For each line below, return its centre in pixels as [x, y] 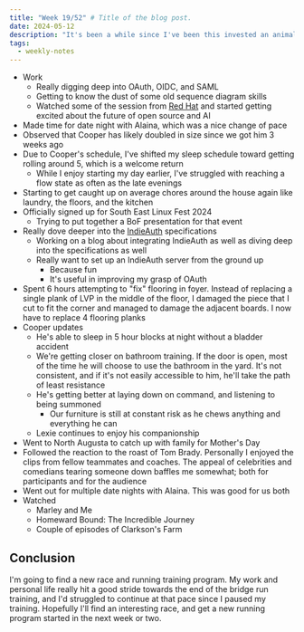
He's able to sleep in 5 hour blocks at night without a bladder [149, 337]
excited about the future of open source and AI [123, 116]
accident [52, 347]
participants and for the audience [85, 482]
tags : [19, 43]
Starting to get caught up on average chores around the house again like [158, 193]
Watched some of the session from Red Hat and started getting [154, 106]
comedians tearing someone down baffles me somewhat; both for [145, 472]
